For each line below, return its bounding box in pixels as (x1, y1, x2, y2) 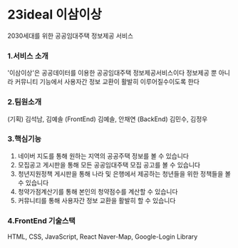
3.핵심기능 (7, 134, 41, 144)
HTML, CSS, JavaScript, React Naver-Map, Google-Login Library (7, 232, 198, 241)
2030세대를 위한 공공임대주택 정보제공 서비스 (7, 31, 134, 40)
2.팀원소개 (7, 97, 41, 107)
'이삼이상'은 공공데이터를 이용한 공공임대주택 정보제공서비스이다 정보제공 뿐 (7, 68, 217, 77)
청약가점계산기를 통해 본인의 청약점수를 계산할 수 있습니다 (17, 187, 178, 196)
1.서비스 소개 (7, 51, 48, 61)
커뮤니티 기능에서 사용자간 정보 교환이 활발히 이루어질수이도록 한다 (14, 78, 200, 86)
